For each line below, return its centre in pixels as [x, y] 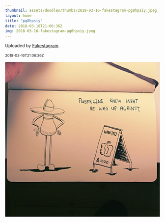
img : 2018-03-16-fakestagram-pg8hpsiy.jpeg [50, 31]
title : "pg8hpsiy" [24, 21]
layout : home [18, 15]
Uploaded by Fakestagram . [32, 46]
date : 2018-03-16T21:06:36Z [34, 26]
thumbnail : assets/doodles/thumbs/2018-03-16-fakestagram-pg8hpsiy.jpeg [81, 10]
